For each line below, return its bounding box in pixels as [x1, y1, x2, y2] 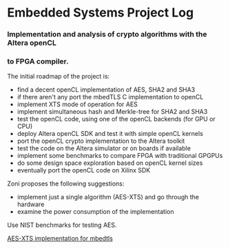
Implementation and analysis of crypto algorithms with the [7, 30, 207, 39]
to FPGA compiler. [7, 57, 69, 66]
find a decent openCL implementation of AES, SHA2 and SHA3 [17, 86, 196, 94]
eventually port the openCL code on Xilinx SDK [17, 166, 151, 175]
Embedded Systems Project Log [7, 5, 194, 21]
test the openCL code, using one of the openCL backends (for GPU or [17, 115, 216, 123]
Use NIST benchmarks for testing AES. [7, 221, 117, 229]
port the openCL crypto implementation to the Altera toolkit [17, 137, 185, 146]
